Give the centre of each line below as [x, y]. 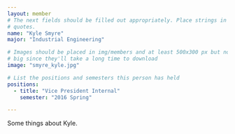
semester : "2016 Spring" [56, 97]
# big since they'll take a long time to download [83, 59]
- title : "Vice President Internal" [67, 91]
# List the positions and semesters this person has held [93, 77]
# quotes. [22, 27]
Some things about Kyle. [43, 124]
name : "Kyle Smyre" [36, 33]
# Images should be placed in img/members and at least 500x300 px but [114, 52]
